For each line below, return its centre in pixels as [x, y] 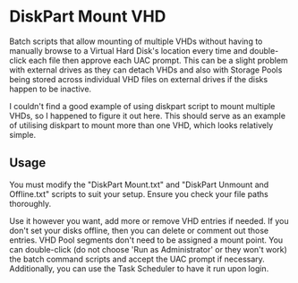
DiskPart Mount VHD [88, 17]
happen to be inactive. [51, 89]
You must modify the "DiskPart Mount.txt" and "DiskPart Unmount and [139, 184]
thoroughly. [30, 203]
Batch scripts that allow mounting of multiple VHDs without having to [136, 41]
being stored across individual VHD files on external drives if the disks [139, 79]
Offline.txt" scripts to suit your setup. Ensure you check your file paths [139, 193]
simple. [23, 134]
